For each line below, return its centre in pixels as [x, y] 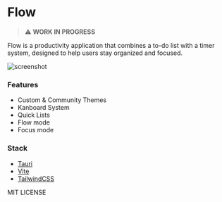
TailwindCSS [36, 178]
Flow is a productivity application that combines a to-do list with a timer [111, 45]
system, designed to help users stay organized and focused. [95, 53]
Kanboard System [43, 108]
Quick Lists [34, 115]
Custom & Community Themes [62, 100]
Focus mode [36, 130]
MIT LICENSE [27, 192]
